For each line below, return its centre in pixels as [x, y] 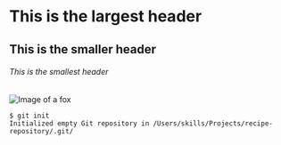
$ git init [29, 116]
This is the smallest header [59, 72]
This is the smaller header [83, 49]
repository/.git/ [41, 131]
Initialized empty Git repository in [79, 123]
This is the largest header [106, 16]
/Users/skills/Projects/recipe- [213, 123]
